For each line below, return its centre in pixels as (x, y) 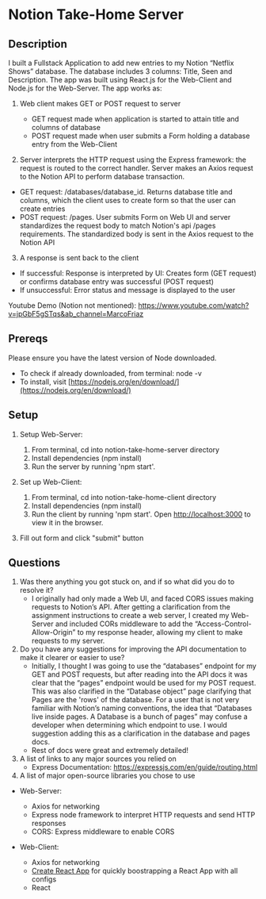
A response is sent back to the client (79, 258)
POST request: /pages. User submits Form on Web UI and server (125, 217)
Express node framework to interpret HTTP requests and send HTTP (143, 815)
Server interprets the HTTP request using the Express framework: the (133, 159)
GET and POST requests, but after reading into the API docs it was (139, 674)
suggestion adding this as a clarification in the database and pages (141, 734)
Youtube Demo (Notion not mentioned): (72, 305)
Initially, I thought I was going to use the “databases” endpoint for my (144, 666)
